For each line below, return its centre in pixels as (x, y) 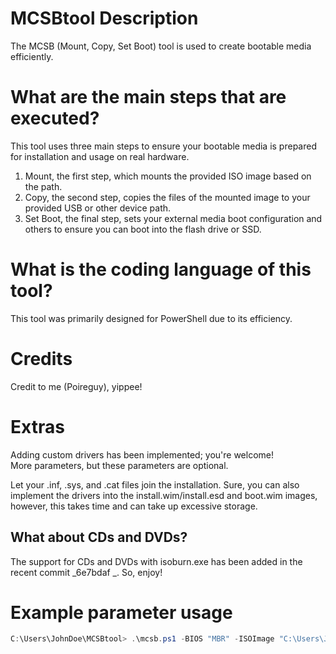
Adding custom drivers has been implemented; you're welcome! (142, 454)
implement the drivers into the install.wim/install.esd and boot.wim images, (164, 495)
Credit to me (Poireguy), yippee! (76, 386)
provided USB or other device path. (98, 208)
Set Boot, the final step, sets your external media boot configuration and (173, 218)
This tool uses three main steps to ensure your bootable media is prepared (163, 146)
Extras (37, 426)
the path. (43, 186)
